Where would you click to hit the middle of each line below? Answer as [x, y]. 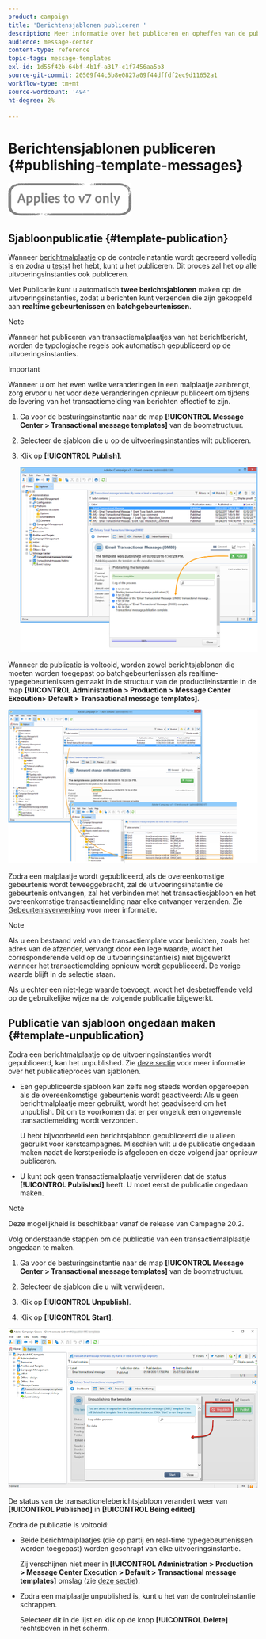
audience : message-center [51, 42]
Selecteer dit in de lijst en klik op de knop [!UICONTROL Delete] [123, 1619]
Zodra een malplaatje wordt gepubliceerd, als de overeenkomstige [116, 876]
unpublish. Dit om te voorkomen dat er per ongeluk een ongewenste [131, 1112]
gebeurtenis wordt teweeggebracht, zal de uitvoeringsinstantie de [116, 885]
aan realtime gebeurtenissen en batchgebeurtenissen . [100, 306]
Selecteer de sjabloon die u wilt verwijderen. [92, 1286]
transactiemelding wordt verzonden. [79, 1120]
